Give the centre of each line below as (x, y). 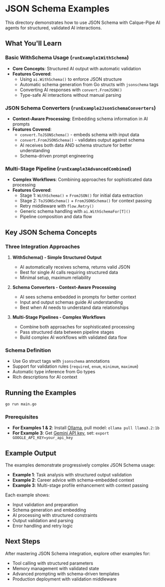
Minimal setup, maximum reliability (55, 278)
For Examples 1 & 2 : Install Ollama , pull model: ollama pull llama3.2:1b (86, 428)
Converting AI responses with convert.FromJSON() (71, 90)
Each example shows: (27, 495)
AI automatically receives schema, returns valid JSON (75, 267)
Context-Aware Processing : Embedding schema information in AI (80, 119)
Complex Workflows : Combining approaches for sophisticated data (82, 179)
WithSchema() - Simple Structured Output (57, 257)
